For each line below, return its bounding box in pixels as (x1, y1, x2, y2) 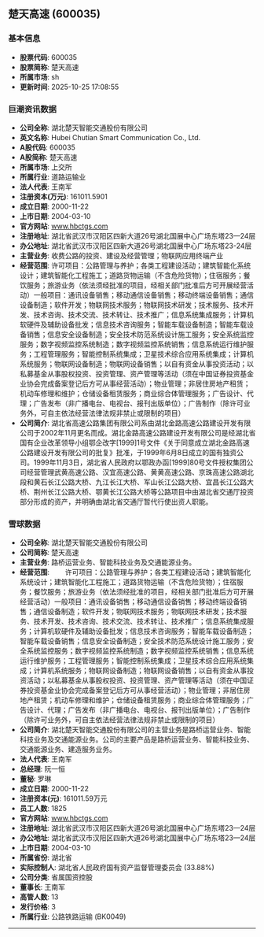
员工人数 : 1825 (19, 804, 67, 813)
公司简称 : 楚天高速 (19, 548, 79, 557)
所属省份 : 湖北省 (19, 853, 72, 862)
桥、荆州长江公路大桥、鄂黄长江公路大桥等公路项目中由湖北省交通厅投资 (19, 487, 254, 496)
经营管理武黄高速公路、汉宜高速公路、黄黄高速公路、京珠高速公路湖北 (26, 467, 254, 476)
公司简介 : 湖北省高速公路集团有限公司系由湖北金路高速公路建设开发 (19, 418, 237, 428)
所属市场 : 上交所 (19, 162, 72, 172)
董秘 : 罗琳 (19, 774, 52, 783)
